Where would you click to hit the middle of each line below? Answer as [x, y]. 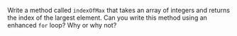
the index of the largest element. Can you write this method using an [108, 18]
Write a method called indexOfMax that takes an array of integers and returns [119, 10]
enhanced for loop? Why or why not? [62, 25]
